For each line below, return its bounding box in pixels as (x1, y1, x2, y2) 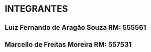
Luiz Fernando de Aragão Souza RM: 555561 (5, 23, 146, 32)
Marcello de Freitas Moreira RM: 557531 (5, 40, 132, 48)
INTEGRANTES (5, 3, 68, 15)
